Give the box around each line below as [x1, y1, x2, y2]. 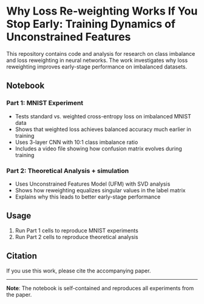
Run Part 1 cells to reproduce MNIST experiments [15, 226, 138, 234]
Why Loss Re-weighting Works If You [6, 4, 198, 18]
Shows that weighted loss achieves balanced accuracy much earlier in [15, 126, 191, 133]
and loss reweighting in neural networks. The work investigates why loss [6, 56, 188, 64]
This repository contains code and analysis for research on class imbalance [6, 50, 195, 57]
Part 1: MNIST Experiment [6, 99, 84, 107]
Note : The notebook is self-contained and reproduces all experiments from [6, 284, 194, 292]
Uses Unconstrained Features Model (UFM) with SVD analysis [15, 180, 171, 187]
